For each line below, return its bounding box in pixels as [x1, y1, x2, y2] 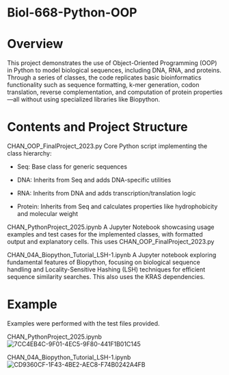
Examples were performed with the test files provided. [7, 319, 160, 327]
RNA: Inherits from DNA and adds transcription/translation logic [16, 189, 196, 197]
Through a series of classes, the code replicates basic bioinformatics [7, 73, 202, 82]
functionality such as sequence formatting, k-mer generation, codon [7, 81, 200, 89]
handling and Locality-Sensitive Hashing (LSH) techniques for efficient [7, 265, 206, 274]
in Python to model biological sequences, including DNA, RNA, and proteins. [7, 66, 222, 75]
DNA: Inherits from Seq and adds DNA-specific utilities [16, 176, 172, 184]
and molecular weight [16, 210, 79, 218]
